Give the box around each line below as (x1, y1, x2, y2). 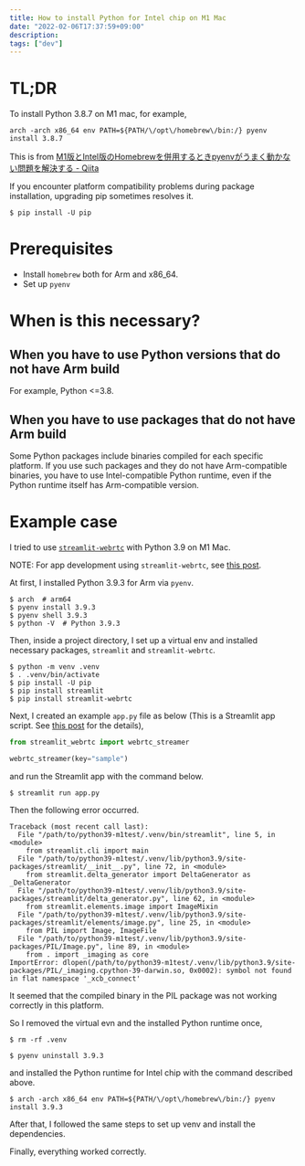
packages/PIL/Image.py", (9, 942, 104, 951)
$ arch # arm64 (9, 595, 71, 604)
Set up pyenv (22, 279, 71, 290)
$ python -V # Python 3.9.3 (9, 619, 121, 628)
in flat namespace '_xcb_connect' (9, 974, 142, 983)
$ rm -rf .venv (9, 1034, 68, 1044)
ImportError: (9, 958, 59, 967)
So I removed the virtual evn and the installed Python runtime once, (9, 1017, 263, 1028)
